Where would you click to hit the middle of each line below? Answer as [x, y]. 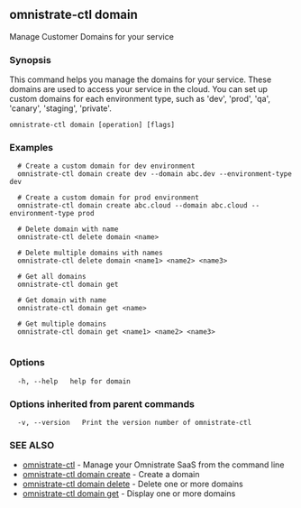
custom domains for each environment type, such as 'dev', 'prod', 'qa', [140, 99]
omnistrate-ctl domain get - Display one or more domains [129, 494]
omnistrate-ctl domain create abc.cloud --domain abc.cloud [132, 206]
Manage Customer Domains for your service [91, 36]
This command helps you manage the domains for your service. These [141, 79]
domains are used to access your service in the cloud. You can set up [139, 89]
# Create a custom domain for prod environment [109, 198]
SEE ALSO [32, 445]
